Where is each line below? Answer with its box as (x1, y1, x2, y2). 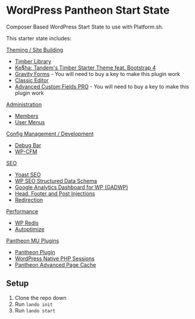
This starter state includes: (6, 34, 72, 42)
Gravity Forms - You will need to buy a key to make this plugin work (14, 70, 180, 77)
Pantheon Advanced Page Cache (14, 261, 96, 268)
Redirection (14, 196, 43, 203)
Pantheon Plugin (14, 248, 55, 255)
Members (14, 112, 39, 119)
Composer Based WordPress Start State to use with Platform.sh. (6, 23, 163, 30)
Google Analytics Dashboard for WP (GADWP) (14, 184, 128, 191)
